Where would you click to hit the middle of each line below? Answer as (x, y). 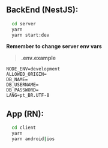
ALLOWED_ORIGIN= (26, 75)
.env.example (38, 58)
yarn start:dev (31, 35)
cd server (24, 23)
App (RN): (25, 114)
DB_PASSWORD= (22, 90)
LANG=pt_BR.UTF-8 (28, 96)
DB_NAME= (17, 80)
